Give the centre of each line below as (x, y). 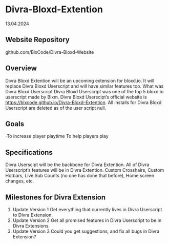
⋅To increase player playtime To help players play (57, 136)
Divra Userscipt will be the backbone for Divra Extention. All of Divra (77, 165)
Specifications (29, 152)
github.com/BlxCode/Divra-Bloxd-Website (50, 52)
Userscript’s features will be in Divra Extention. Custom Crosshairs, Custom (85, 170)
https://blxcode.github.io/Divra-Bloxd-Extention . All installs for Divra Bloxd (83, 102)
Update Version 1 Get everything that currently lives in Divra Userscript (87, 209)
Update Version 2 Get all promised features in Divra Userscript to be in (87, 220)
